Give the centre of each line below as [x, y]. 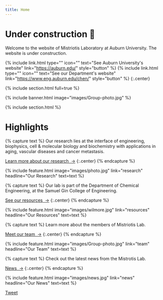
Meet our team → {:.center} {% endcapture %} [53, 234]
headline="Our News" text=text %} [41, 283]
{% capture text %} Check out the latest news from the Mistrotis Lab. [76, 258]
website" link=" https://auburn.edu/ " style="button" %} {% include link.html [82, 68]
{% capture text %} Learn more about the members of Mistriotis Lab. [76, 224]
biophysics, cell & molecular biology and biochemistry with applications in [81, 146]
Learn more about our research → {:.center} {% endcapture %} [70, 161]
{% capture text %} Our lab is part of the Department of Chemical [72, 185]
